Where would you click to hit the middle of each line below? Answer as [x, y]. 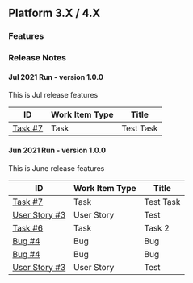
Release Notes [38, 58]
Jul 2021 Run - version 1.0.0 [56, 77]
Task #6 [28, 227]
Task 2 [157, 227]
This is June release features [57, 168]
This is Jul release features [53, 95]
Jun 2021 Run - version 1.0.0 [57, 150]
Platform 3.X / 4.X [55, 13]
